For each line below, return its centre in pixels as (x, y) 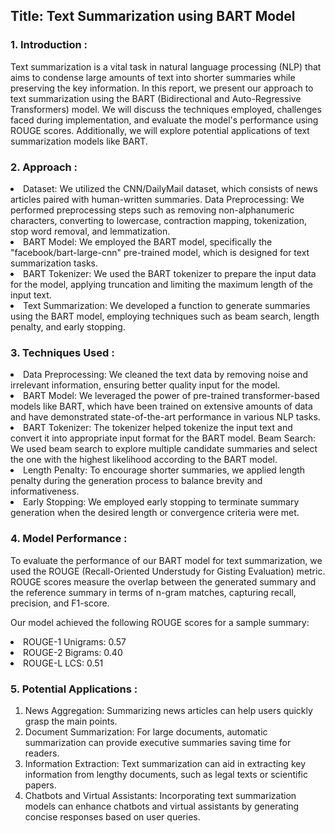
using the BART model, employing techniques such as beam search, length (165, 316)
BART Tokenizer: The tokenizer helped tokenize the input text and (158, 428)
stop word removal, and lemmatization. (90, 231)
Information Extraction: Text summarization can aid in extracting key (165, 763)
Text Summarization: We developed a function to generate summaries (167, 305)
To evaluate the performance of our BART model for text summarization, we (166, 560)
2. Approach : (44, 167)
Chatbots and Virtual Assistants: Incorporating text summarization (160, 795)
